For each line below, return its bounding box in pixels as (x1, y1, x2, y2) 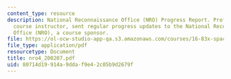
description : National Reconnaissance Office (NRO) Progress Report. (7, 16, 211, 23)
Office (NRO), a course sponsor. (13, 29, 109, 36)
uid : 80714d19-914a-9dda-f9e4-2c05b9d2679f (7, 61, 134, 68)
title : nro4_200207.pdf (7, 55, 76, 62)
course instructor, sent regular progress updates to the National (13, 23, 211, 30)
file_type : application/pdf (7, 42, 88, 49)
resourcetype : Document (7, 49, 76, 56)
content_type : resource (7, 10, 76, 17)
